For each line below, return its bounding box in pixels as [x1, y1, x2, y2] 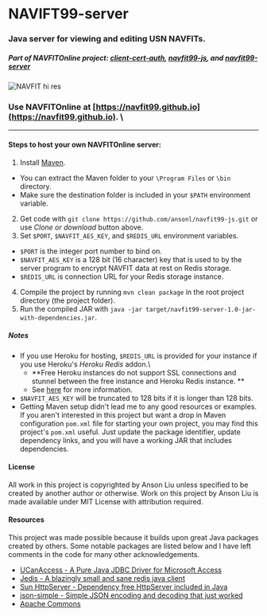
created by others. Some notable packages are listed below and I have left [8, 541, 252, 551]
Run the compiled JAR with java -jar [19, 304, 143, 313]
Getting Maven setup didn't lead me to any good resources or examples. [19, 402, 257, 411]
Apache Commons [19, 598, 81, 608]
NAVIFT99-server [8, 5, 129, 23]
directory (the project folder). [19, 296, 115, 305]
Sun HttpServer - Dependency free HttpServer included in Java [19, 582, 228, 591]
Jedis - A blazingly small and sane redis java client [19, 573, 185, 583]
